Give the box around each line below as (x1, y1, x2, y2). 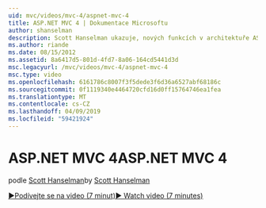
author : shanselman (8, 26, 73, 34)
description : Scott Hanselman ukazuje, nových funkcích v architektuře (8, 33, 249, 42)
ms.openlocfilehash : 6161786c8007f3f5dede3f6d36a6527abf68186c (8, 78, 222, 86)
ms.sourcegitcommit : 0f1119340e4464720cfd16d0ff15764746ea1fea (8, 85, 222, 94)
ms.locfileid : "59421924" (8, 115, 93, 123)
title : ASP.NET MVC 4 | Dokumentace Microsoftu (8, 19, 169, 27)
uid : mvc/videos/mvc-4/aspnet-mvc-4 (8, 11, 129, 20)
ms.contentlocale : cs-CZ (8, 100, 90, 108)
